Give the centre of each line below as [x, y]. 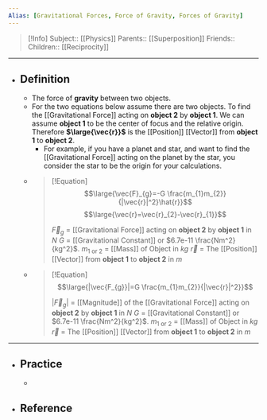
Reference [46, 408]
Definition [44, 79]
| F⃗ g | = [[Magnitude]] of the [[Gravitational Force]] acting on [151, 303]
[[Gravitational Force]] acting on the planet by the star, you [139, 157]
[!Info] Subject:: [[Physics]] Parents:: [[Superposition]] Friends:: [132, 38]
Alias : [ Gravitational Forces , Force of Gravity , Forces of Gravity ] [126, 16]
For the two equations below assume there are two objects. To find [141, 107]
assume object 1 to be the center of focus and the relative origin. [137, 123]
